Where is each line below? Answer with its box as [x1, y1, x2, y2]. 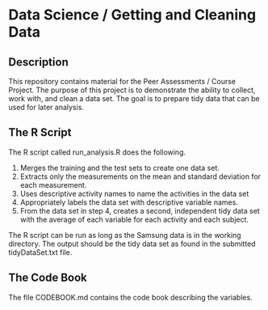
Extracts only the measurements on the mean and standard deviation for [19, 172, 261, 181]
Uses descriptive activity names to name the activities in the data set [19, 189, 249, 198]
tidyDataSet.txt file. [8, 247, 73, 257]
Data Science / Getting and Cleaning [8, 6, 257, 24]
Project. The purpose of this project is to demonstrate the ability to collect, [8, 85, 256, 95]
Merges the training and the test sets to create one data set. [19, 163, 220, 172]
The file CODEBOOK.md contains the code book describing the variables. [8, 292, 253, 302]
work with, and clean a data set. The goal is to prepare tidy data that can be [8, 94, 260, 103]
